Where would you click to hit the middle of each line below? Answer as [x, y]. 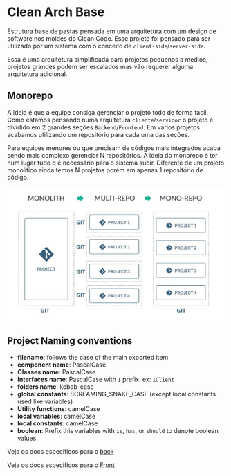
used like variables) [45, 401]
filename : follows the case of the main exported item [93, 358]
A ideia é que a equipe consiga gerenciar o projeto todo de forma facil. [108, 112]
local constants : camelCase [57, 423]
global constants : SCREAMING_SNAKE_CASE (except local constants [117, 394]
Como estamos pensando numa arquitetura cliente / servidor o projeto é [110, 120]
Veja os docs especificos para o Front [61, 465]
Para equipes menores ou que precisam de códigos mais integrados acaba [114, 148]
